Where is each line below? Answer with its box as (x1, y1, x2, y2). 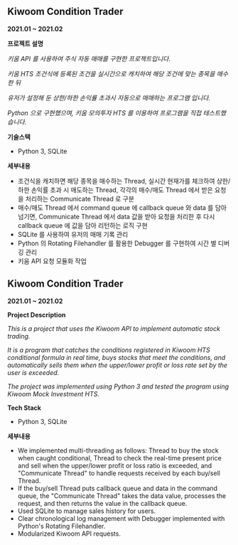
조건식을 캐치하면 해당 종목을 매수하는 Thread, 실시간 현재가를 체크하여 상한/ (17, 176, 231, 185)
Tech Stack (7, 403, 41, 412)
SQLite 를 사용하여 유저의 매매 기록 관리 (17, 230, 129, 238)
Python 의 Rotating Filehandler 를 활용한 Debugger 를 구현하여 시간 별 (17, 238, 217, 248)
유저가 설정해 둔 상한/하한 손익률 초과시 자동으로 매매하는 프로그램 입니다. (7, 93, 211, 102)
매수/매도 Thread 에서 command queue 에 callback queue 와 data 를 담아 (17, 203, 227, 212)
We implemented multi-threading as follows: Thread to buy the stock (17, 446, 219, 455)
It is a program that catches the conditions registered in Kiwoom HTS (7, 345, 211, 354)
